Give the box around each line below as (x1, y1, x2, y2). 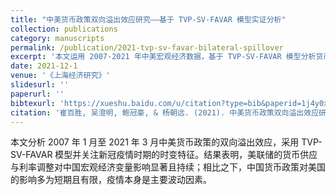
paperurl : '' (10, 89, 65, 99)
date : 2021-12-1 (10, 61, 78, 71)
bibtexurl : (10, 98, 56, 108)
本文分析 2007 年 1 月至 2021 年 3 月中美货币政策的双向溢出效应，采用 (10, 136, 300, 148)
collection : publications (10, 24, 118, 34)
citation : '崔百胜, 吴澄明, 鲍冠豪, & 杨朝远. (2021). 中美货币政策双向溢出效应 (10, 107, 320, 118)
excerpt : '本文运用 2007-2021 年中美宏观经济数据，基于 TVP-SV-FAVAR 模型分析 (10, 52, 317, 62)
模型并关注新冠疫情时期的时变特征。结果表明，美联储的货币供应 (54, 149, 318, 161)
